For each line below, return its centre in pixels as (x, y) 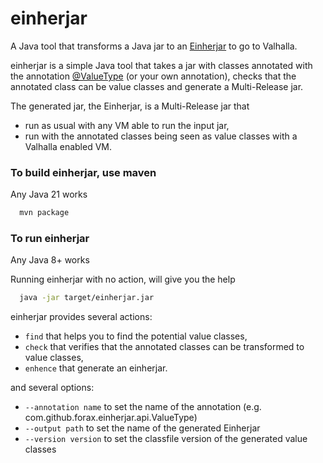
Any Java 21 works (49, 194)
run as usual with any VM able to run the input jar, (127, 125)
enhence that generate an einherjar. (96, 368)
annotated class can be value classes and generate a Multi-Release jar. (157, 86)
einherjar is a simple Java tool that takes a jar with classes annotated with (161, 65)
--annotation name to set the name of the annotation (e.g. (143, 407)
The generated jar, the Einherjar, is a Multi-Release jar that (130, 106)
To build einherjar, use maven (83, 172)
